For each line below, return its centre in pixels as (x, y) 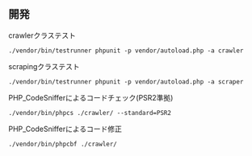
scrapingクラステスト (44, 66)
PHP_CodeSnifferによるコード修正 (65, 129)
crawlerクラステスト (42, 35)
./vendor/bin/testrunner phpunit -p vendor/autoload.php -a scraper (126, 82)
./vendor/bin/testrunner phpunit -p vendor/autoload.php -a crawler (126, 51)
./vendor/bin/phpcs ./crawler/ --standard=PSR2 (90, 113)
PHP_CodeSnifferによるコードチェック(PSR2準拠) (91, 97)
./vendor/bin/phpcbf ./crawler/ (63, 144)
